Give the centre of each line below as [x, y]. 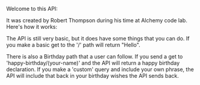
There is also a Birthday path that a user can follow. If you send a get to [95, 56]
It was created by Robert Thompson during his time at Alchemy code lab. [97, 20]
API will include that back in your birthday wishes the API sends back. [92, 76]
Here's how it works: [32, 27]
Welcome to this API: [32, 9]
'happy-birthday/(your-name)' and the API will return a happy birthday [93, 63]
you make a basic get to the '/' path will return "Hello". [73, 45]
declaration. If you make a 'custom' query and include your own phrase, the [100, 69]
